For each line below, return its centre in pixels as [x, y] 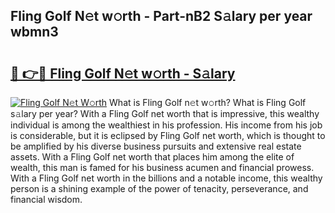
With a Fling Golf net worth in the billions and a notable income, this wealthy [166, 178]
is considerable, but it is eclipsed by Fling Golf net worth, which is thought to [168, 135]
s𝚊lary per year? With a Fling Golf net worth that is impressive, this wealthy [165, 113]
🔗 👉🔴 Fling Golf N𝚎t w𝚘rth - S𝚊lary [123, 73]
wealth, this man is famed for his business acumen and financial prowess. [162, 167]
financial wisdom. [46, 199]
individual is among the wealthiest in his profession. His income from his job [166, 125]
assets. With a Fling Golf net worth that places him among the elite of [152, 157]
